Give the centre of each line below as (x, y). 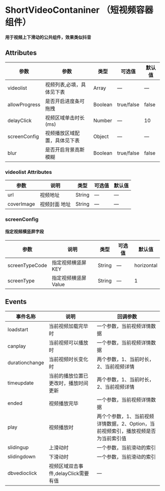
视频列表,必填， (63, 84)
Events (16, 302)
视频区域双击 (64, 466)
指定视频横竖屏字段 (25, 232)
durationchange (26, 362)
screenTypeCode (27, 266)
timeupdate (21, 382)
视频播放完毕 (64, 403)
